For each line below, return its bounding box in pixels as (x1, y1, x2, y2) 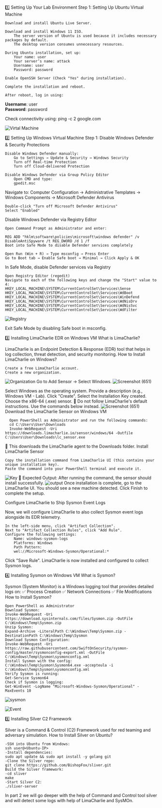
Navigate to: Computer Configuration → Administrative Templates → (5, 189, 141, 195)
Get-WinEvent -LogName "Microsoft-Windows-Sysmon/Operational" (5, 684, 135, 689)
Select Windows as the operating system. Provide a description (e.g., (5, 388, 143, 394)
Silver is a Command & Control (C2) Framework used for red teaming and (5, 727, 151, 733)
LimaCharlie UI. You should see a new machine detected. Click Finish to (5, 485, 148, 491)
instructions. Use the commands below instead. (5, 404, 100, 409)
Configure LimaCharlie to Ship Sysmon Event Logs (5, 500, 105, 505)
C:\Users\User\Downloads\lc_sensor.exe (5, 435, 86, 440)
